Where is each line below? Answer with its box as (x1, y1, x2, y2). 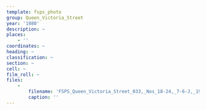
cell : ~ (6, 65, 26, 72)
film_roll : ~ (6, 71, 40, 78)
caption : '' (28, 94, 59, 100)
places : (6, 32, 26, 38)
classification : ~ (6, 54, 53, 61)
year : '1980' (6, 20, 40, 26)
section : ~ (6, 60, 34, 66)
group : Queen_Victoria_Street (6, 15, 84, 21)
